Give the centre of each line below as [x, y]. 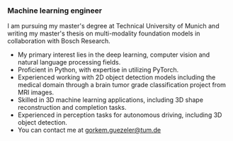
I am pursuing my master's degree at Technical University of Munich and [113, 26]
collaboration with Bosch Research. [59, 41]
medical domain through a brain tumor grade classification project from [122, 85]
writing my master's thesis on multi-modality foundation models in [104, 33]
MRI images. [36, 92]
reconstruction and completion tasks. [72, 108]
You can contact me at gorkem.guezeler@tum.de [89, 130]
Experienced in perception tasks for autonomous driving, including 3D [120, 115]
